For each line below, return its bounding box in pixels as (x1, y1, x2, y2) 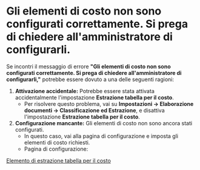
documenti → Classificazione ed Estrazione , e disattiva (24, 106, 165, 114)
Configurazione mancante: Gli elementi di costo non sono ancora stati (15, 119, 193, 126)
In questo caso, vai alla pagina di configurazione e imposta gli (24, 132, 179, 140)
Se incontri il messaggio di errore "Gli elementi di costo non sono (6, 62, 171, 70)
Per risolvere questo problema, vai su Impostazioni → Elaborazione (24, 100, 194, 107)
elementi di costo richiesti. (24, 139, 90, 146)
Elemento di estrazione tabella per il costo (6, 157, 111, 164)
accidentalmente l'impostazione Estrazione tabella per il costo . (15, 94, 174, 101)
